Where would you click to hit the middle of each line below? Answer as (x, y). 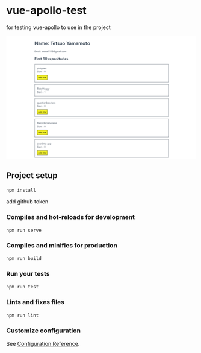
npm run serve (24, 230)
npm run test (23, 287)
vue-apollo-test (47, 11)
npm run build (24, 259)
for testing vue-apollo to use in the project (59, 27)
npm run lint (23, 315)
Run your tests (28, 274)
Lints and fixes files (36, 302)
